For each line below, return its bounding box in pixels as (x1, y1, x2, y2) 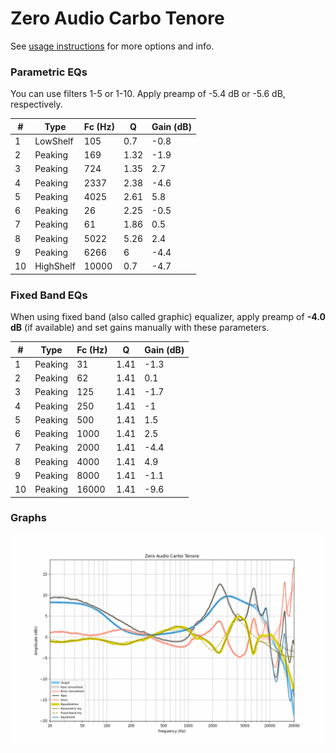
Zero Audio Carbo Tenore (10, 7, 225, 30)
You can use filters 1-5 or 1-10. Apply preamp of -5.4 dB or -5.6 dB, (10, 88, 286, 100)
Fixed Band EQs (10, 288, 88, 302)
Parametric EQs (10, 65, 88, 79)
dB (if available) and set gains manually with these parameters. (10, 322, 270, 334)
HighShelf (34, 260, 76, 272)
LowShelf (34, 135, 74, 147)
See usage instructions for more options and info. (10, 40, 215, 52)
